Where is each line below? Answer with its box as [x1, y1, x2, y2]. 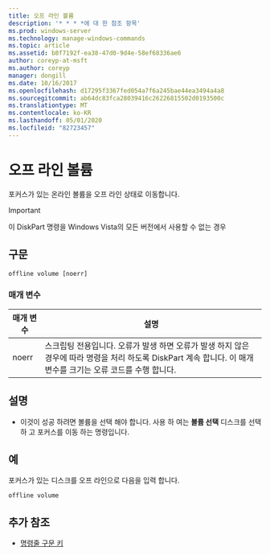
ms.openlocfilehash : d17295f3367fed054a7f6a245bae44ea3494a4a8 [8, 86, 225, 95]
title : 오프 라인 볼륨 [8, 11, 75, 20]
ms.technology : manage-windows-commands [8, 34, 146, 43]
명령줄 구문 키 [19, 538, 63, 548]
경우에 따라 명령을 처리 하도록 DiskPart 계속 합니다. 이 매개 [44, 351, 254, 363]
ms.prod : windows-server [8, 27, 92, 35]
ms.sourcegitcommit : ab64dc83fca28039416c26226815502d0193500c [8, 94, 225, 102]
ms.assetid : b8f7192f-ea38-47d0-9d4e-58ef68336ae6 [8, 49, 182, 57]
